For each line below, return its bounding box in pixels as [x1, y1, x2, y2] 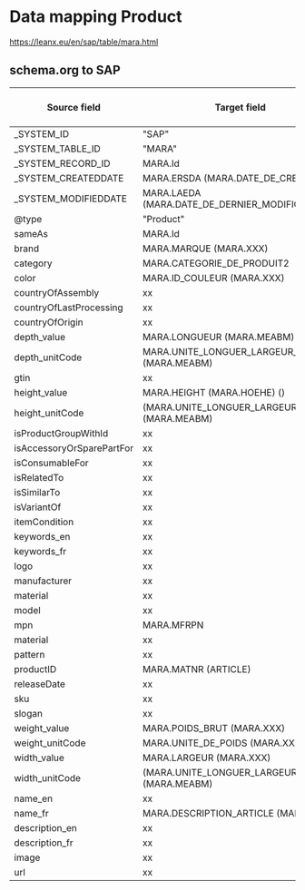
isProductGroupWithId [14, 426, 109, 439]
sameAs [14, 227, 48, 240]
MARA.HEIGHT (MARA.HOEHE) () [142, 386, 286, 398]
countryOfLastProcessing [14, 301, 124, 314]
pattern [14, 648, 45, 660]
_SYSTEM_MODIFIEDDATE [14, 192, 127, 205]
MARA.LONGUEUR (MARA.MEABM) [142, 330, 295, 343]
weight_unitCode [14, 737, 86, 749]
